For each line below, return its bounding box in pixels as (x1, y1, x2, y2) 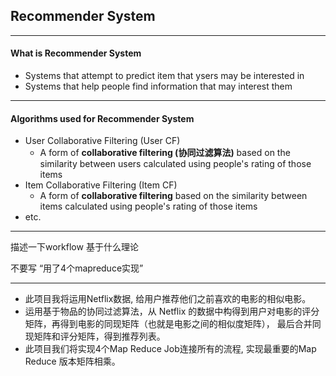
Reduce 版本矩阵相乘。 (24, 355, 121, 368)
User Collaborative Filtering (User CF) (24, 135, 181, 147)
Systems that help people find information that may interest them (24, 80, 293, 93)
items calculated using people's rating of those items (39, 200, 258, 213)
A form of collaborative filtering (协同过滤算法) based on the (39, 147, 291, 159)
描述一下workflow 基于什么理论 (10, 241, 139, 253)
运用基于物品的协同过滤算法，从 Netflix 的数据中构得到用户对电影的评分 (24, 305, 320, 318)
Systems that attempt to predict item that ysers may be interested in (24, 70, 305, 82)
